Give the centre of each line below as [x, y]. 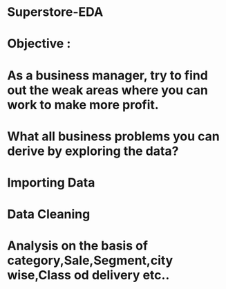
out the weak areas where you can [108, 90]
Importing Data [51, 182]
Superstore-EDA [55, 12]
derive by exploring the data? [93, 151]
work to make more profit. [83, 105]
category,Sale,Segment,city [90, 261]
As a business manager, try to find [108, 75]
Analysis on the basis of [78, 246]
